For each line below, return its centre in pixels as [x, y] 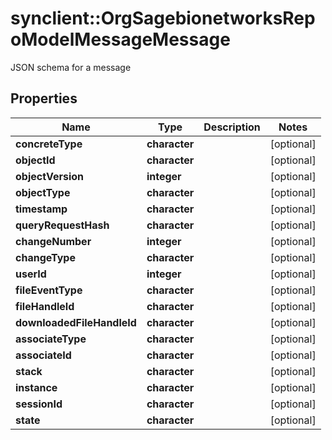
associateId [43, 355]
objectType [43, 192]
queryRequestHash [62, 225]
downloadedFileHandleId [76, 322]
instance [36, 387]
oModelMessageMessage [120, 39]
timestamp [41, 209]
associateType [51, 339]
